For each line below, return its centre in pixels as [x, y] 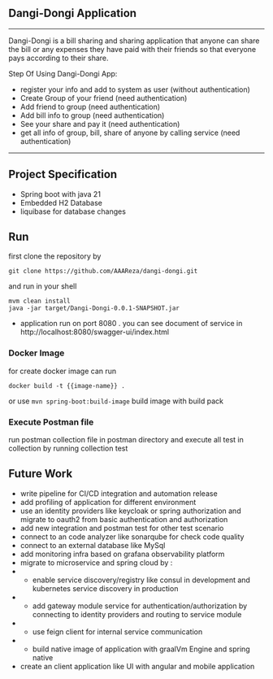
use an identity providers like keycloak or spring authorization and [130, 511]
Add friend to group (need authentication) [90, 107]
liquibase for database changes [73, 211]
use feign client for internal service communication [117, 631]
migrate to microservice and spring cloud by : [96, 562]
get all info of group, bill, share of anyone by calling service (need [130, 133]
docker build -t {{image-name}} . [67, 385]
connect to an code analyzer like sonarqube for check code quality [132, 537]
